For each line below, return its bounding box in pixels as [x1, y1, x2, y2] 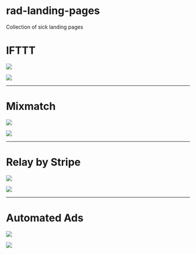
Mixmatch [6, 100, 56, 113]
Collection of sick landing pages [6, 23, 83, 30]
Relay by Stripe [6, 156, 81, 169]
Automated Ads [6, 211, 83, 224]
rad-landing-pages [6, 4, 100, 18]
